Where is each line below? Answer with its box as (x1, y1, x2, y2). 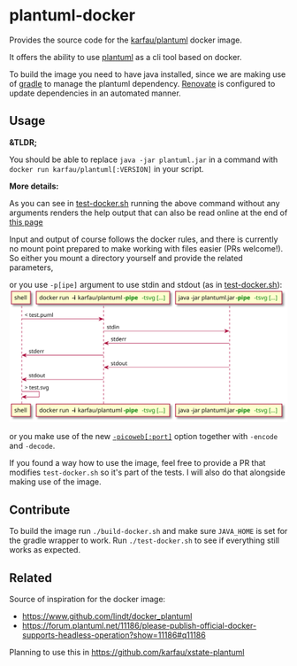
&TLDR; (9, 136, 37, 147)
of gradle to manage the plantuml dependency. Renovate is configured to (9, 78, 276, 89)
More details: (9, 181, 59, 191)
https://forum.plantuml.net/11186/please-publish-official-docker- (21, 621, 257, 631)
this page (9, 216, 43, 227)
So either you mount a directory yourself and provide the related (9, 252, 243, 263)
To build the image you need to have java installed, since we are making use (9, 68, 286, 80)
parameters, (9, 262, 54, 273)
